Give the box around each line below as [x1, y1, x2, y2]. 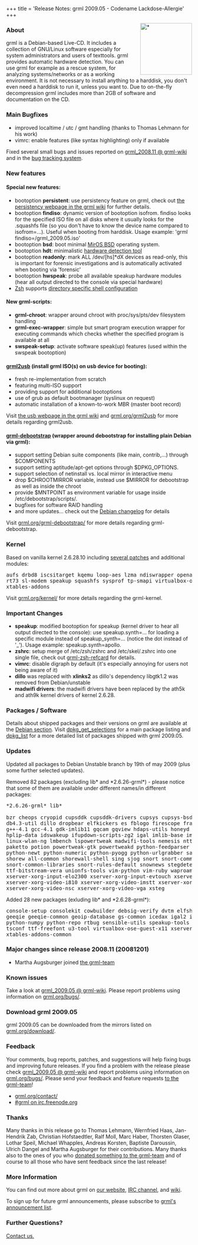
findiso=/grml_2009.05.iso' [14, 234, 81, 242]
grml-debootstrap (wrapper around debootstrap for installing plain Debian [6, 432, 192, 439]
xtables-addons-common [6, 931, 72, 938]
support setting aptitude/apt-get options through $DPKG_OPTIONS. [14, 464, 179, 471]
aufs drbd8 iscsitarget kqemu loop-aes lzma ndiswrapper [6, 571, 174, 578]
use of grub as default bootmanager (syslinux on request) [14, 395, 155, 402]
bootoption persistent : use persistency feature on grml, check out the [14, 197, 185, 204]
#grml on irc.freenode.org [14, 1099, 78, 1106]
